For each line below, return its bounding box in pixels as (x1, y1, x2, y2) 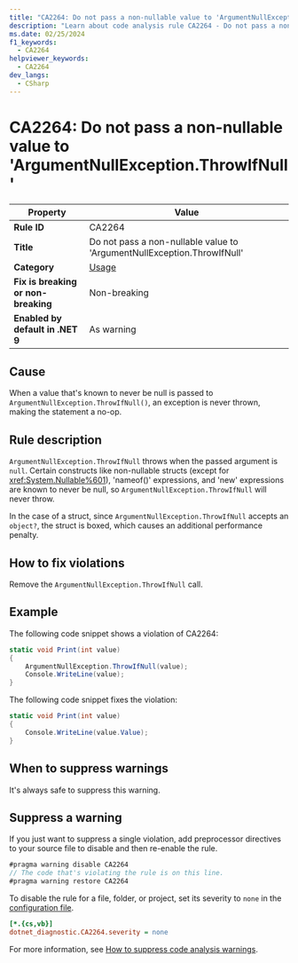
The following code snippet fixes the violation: (9, 694, 178, 706)
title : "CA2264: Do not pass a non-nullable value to (9, 12, 213, 22)
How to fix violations (9, 556, 125, 571)
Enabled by (13, 312, 62, 324)
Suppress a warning (9, 809, 122, 825)
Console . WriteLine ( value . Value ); (25, 728, 149, 737)
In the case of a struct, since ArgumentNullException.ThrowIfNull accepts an (9, 511, 289, 522)
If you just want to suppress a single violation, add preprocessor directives (9, 833, 282, 844)
